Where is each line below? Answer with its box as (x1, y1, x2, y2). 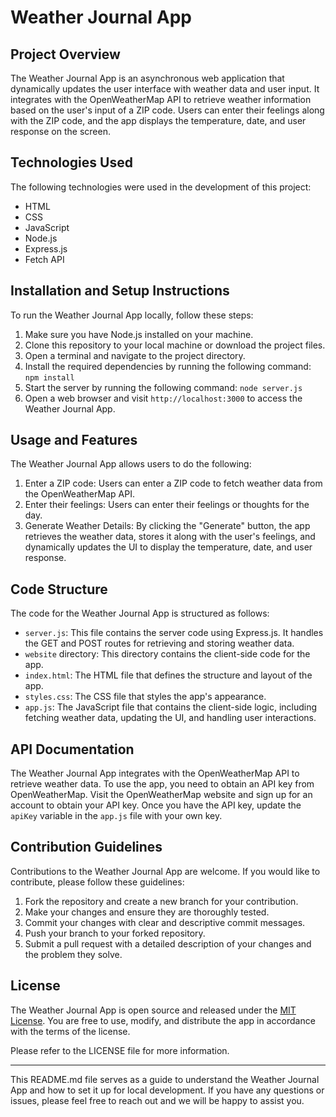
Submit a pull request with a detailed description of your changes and (24, 937, 312, 950)
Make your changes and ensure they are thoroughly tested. (24, 906, 270, 918)
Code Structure (10, 581, 108, 598)
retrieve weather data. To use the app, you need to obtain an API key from (10, 778, 315, 790)
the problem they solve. (24, 948, 123, 960)
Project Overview (10, 46, 121, 63)
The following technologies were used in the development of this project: (10, 181, 312, 193)
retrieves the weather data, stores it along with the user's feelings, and (24, 531, 316, 543)
